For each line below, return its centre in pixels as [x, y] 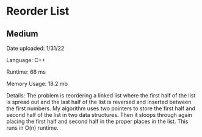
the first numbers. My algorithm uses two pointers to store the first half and [101, 108]
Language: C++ [26, 60]
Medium [22, 34]
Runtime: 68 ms [26, 72]
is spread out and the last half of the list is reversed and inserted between [99, 102]
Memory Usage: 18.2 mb [37, 84]
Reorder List [38, 11]
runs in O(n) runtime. [33, 128]
